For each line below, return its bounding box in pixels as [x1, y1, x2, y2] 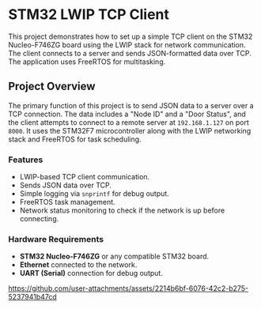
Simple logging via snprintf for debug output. [19, 189, 170, 198]
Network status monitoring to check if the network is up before [19, 205, 225, 215]
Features [8, 154, 43, 165]
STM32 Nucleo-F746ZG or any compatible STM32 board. [19, 251, 210, 262]
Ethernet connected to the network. [19, 260, 138, 269]
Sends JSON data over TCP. [19, 180, 112, 190]
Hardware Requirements [8, 233, 104, 244]
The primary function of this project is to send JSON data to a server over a [8, 100, 255, 110]
